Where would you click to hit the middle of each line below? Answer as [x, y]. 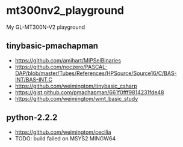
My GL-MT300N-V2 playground [46, 27]
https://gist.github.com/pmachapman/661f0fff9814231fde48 [89, 92]
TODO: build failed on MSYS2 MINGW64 [65, 138]
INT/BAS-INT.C [34, 79]
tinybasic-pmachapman [52, 46]
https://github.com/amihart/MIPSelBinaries [68, 60]
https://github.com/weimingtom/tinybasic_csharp [76, 86]
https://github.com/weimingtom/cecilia [63, 132]
